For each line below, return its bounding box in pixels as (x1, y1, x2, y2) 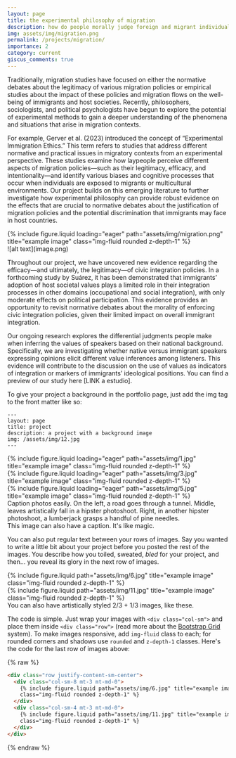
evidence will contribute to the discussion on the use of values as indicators (7, 361, 227, 370)
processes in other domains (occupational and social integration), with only (7, 288, 225, 296)
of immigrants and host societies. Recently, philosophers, (25, 98, 191, 106)
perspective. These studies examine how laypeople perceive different (7, 156, 209, 165)
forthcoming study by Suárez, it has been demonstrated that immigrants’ (7, 273, 218, 281)
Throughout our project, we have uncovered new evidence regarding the (7, 258, 218, 266)
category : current (7, 50, 61, 57)
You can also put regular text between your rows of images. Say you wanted (7, 535, 228, 544)
